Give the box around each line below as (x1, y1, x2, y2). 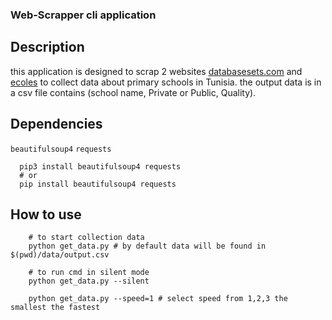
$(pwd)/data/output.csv (10, 250, 110, 260)
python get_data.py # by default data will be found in (28, 241, 267, 252)
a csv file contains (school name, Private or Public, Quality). (10, 86, 257, 98)
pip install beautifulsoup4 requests (19, 179, 177, 189)
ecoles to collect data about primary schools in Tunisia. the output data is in (10, 76, 322, 88)
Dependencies (10, 116, 103, 133)
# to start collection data (28, 233, 145, 243)
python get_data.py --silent (28, 276, 150, 287)
